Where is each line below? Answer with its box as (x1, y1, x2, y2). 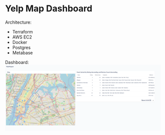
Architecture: (5, 19, 32, 25)
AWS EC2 (12, 34, 32, 40)
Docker (12, 39, 28, 45)
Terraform (12, 29, 33, 34)
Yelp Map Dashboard (5, 3, 92, 14)
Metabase (12, 50, 33, 56)
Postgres (12, 44, 31, 50)
